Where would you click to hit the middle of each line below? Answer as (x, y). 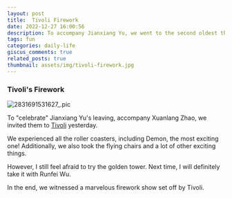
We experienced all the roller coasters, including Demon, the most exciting (113, 138)
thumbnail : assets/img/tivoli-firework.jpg (71, 65)
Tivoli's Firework (36, 89)
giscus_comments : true (40, 53)
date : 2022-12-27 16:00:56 (46, 26)
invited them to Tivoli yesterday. (52, 125)
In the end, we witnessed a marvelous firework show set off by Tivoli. (106, 187)
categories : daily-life (41, 46)
